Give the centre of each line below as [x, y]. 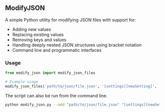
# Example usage [22, 82]
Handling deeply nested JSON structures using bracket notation [77, 45]
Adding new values [32, 29]
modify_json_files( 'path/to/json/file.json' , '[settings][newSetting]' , [81, 86]
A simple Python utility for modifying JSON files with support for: [71, 20]
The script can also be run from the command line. [56, 95]
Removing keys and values [39, 40]
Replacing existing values [38, 34]
